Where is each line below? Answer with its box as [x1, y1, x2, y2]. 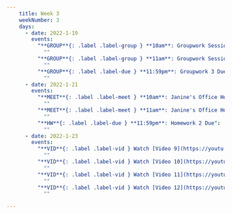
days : [19, 23, 35, 30]
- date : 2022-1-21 [24, 81, 78, 88]
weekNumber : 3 [19, 17, 60, 24]
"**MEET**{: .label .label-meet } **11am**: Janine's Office [37, 107, 217, 114]
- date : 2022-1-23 [24, 132, 78, 139]
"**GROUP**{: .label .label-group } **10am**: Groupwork [37, 42, 206, 49]
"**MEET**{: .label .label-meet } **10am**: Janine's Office [37, 94, 217, 101]
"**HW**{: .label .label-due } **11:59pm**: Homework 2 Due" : [37, 119, 221, 127]
